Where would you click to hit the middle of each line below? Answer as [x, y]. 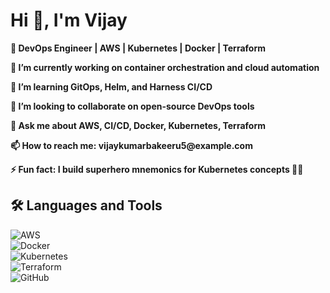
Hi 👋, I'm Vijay [69, 20]
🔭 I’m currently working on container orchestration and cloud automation [165, 67]
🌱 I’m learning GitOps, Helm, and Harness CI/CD [111, 86]
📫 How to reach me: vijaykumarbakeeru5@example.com [131, 145]
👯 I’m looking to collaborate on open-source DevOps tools [132, 106]
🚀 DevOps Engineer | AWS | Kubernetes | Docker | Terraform [138, 48]
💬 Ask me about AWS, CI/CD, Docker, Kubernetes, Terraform [138, 125]
